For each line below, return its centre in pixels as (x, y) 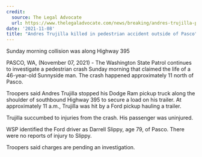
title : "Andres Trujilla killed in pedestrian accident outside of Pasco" (102, 34)
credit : (16, 12)
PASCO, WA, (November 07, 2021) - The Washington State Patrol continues (99, 63)
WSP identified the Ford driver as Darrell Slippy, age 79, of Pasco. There (96, 129)
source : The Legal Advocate (47, 17)
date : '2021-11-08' (31, 28)
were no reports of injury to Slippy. (49, 136)
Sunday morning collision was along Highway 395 (68, 51)
